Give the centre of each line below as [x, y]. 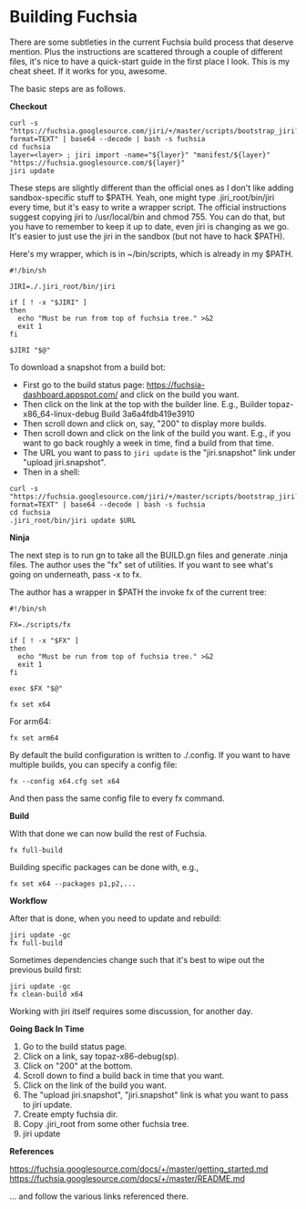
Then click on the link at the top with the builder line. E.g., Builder [144, 404]
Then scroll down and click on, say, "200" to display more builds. [144, 423]
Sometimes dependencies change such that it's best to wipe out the [138, 959]
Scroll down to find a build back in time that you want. [123, 1075]
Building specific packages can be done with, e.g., [104, 866]
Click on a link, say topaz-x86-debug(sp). [101, 1056]
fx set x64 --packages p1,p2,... [73, 884]
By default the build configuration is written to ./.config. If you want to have [150, 754]
